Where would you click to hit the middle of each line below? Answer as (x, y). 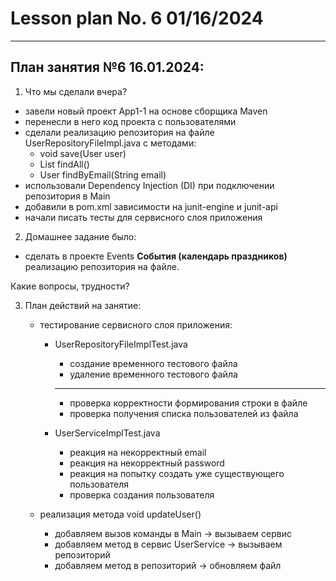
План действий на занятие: (83, 305)
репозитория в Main (67, 196)
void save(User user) (83, 153)
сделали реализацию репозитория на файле (119, 132)
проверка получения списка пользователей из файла (184, 413)
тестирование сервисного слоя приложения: (136, 324)
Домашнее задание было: (80, 236)
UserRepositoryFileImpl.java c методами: (110, 143)
